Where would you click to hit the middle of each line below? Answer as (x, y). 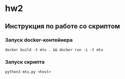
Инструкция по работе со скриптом (62, 26)
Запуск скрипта (25, 62)
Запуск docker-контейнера (39, 40)
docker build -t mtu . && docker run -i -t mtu (54, 50)
